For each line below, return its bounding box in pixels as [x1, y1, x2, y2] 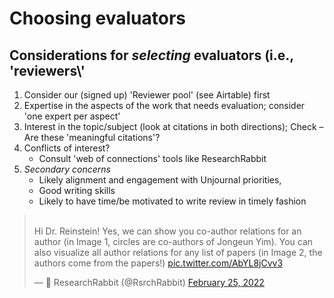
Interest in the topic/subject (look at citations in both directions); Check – [23, 121, 324, 132]
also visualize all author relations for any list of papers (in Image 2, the [33, 247, 323, 258]
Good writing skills [38, 185, 116, 196]
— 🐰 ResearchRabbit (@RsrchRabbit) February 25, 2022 [33, 277, 265, 288]
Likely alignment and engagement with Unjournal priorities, [38, 174, 282, 186]
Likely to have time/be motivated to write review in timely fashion [38, 195, 307, 207]
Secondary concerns [23, 163, 111, 175]
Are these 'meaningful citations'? [23, 132, 161, 143]
